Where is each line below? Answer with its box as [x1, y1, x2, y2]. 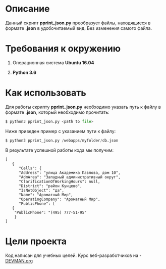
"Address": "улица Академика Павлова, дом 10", [18, 170, 121, 175]
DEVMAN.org [5, 257, 33, 263]
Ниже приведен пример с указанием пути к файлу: [5, 128, 116, 134]
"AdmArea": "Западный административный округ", [18, 174, 121, 180]
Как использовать [5, 87, 87, 99]
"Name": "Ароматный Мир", [18, 192, 73, 197]
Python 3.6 [12, 69, 37, 75]
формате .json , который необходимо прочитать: [5, 109, 109, 115]
